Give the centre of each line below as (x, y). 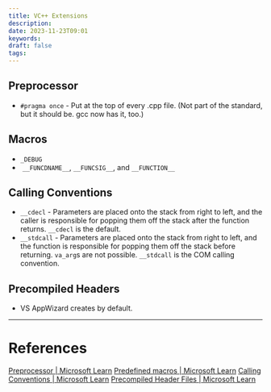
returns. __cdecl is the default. (70, 229)
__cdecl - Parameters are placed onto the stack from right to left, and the (141, 212)
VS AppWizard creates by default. (76, 308)
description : (30, 23)
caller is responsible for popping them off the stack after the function (135, 221)
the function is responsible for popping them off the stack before (128, 246)
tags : (17, 53)
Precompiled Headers (64, 288)
